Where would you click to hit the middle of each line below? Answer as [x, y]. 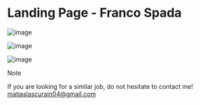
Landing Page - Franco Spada [94, 13]
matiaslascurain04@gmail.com [52, 94]
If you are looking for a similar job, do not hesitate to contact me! [100, 86]
